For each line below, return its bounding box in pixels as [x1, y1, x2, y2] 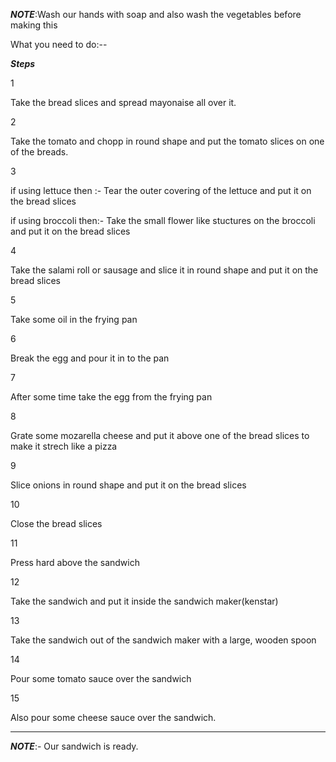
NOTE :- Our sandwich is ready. [10, 740, 139, 752]
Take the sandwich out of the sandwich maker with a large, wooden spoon [10, 634, 317, 646]
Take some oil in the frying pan [10, 314, 138, 325]
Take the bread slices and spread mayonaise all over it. [10, 97, 237, 108]
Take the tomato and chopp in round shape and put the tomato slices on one [10, 135, 325, 147]
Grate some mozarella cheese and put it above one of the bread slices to [10, 430, 310, 441]
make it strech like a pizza [10, 440, 118, 452]
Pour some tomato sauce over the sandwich [10, 673, 192, 684]
